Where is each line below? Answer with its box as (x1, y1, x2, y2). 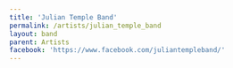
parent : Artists (9, 37, 70, 47)
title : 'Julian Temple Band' (9, 12, 118, 22)
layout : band (9, 29, 58, 38)
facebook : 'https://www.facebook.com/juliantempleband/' (9, 46, 226, 55)
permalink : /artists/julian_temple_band (9, 21, 162, 30)
